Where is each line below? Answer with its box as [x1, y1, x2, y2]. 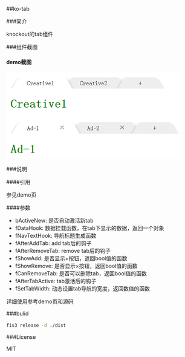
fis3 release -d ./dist [6, 323, 67, 329]
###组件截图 [6, 44, 38, 50]
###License [6, 333, 36, 341]
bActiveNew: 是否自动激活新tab [15, 217, 94, 224]
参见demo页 [6, 191, 37, 198]
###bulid [6, 310, 29, 317]
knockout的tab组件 [6, 30, 54, 38]
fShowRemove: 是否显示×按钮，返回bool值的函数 [15, 263, 138, 270]
